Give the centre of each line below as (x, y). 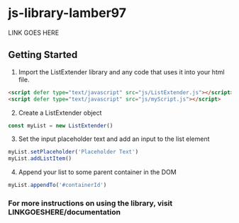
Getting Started (43, 55)
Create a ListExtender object (60, 113)
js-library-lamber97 (67, 13)
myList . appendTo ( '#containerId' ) (57, 185)
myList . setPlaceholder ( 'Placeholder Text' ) (73, 152)
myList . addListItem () (40, 159)
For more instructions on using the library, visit (90, 203)
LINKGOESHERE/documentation (65, 212)
